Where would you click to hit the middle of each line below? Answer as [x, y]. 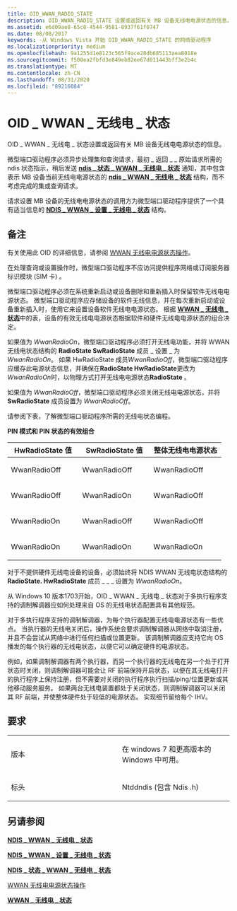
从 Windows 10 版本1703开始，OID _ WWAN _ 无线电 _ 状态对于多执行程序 [114, 596]
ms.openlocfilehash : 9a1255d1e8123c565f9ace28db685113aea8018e [102, 54]
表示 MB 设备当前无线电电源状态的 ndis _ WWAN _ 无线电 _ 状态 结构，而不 [116, 177]
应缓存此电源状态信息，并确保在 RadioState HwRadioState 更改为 [102, 368]
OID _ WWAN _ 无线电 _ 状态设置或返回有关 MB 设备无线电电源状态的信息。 [116, 144]
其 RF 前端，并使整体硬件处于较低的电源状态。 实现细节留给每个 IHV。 [109, 697]
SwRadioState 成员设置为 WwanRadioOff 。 [71, 401]
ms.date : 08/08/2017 [38, 34]
